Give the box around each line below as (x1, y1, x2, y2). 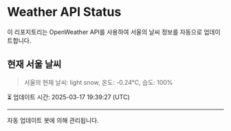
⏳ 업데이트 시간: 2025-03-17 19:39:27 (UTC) (7, 92, 131, 101)
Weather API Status (7, 4, 122, 20)
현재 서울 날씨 (7, 59, 62, 70)
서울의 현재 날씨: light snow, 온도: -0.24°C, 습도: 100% (23, 78, 173, 86)
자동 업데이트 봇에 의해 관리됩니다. (7, 116, 99, 124)
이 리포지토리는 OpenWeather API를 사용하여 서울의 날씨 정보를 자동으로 (7, 28, 203, 36)
